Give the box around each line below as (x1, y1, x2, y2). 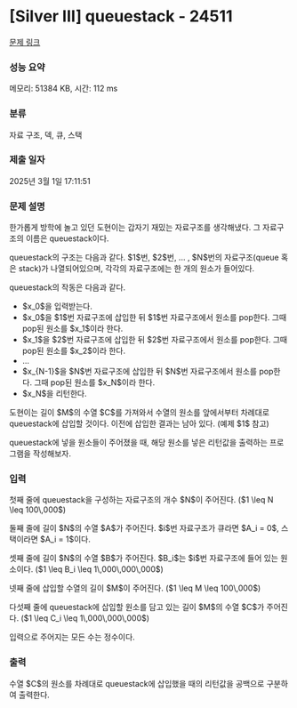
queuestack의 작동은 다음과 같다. (9, 282, 126, 293)
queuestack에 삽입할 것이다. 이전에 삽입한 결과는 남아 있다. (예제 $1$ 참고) (9, 418, 269, 429)
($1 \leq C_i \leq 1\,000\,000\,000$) (20, 613, 149, 624)
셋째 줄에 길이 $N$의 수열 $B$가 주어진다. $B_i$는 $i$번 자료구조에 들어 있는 (9, 553, 278, 564)
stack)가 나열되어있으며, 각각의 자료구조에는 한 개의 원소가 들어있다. (18, 263, 255, 274)
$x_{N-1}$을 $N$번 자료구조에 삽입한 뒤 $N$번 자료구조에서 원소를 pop (21, 366, 274, 377)
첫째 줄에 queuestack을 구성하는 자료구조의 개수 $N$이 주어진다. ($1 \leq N (9, 495, 274, 505)
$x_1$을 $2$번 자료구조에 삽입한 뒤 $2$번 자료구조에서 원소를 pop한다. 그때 (21, 334, 287, 345)
